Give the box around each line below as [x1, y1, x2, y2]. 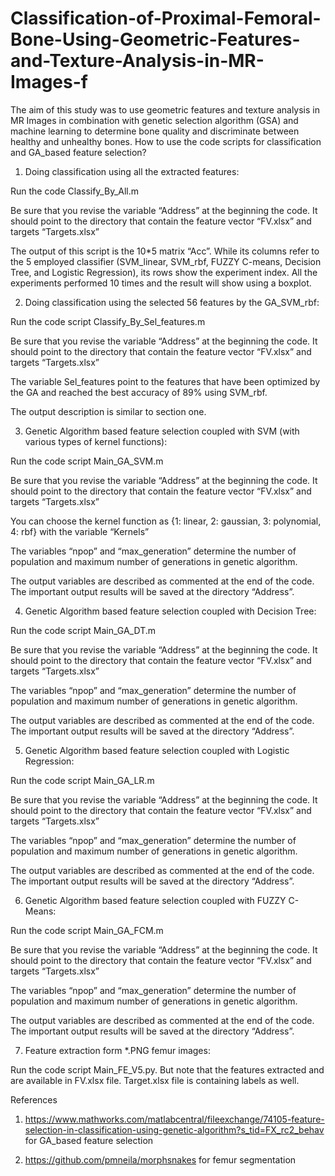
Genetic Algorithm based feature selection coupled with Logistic [24, 744, 290, 756]
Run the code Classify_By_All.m [10, 185, 140, 197]
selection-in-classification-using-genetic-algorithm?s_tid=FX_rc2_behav [24, 1123, 325, 1136]
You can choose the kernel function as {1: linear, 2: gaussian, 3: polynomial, [10, 515, 322, 527]
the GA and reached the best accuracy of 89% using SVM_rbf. [10, 386, 268, 398]
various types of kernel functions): [24, 435, 168, 447]
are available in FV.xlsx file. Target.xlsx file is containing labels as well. [10, 1074, 300, 1086]
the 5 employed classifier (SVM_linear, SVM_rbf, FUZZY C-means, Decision [10, 255, 322, 267]
